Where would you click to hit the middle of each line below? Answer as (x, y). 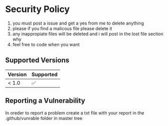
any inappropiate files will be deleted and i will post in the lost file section (88, 34)
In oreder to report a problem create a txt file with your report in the (75, 113)
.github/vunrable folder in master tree (44, 118)
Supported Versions (37, 60)
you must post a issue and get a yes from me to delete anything (78, 23)
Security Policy (38, 9)
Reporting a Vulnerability (45, 101)
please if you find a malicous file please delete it (62, 28)
